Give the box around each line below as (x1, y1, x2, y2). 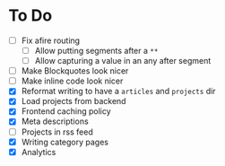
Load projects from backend (21, 96, 126, 107)
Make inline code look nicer (21, 75, 124, 86)
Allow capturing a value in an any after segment (34, 56, 212, 66)
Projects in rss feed (21, 127, 93, 137)
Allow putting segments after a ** (34, 46, 159, 56)
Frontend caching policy (21, 106, 111, 117)
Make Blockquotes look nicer (21, 66, 129, 76)
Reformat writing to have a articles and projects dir (21, 86, 216, 97)
